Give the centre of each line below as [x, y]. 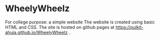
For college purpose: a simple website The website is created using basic [80, 22]
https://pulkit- [130, 27]
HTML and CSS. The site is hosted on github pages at [60, 27]
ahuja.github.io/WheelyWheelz [36, 32]
